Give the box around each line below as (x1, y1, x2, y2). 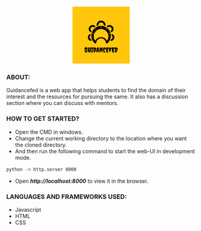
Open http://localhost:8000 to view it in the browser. (14, 177, 149, 185)
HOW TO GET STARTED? (6, 115, 80, 123)
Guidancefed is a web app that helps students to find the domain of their (6, 87, 186, 94)
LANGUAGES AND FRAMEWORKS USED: (6, 192, 128, 201)
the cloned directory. (14, 141, 67, 148)
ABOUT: (6, 73, 31, 81)
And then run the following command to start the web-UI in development (14, 147, 196, 154)
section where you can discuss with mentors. (6, 100, 119, 107)
